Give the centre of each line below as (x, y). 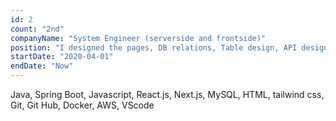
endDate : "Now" (42, 66)
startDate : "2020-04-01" (62, 57)
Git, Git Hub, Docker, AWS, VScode (82, 105)
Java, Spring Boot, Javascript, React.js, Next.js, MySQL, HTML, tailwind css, (167, 94)
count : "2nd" (37, 29)
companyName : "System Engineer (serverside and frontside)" (138, 38)
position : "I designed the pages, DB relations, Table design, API (154, 47)
